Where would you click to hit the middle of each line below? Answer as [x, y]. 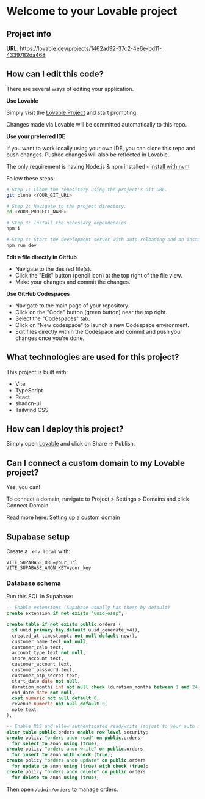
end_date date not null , [43, 693]
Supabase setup [38, 536]
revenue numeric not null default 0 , [60, 704]
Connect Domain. [28, 506]
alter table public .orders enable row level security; [77, 732]
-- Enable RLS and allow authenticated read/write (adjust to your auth [101, 726]
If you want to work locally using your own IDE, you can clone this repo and [101, 148]
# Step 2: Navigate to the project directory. [67, 206]
